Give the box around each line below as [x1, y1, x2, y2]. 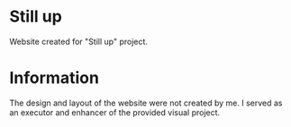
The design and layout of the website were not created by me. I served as [9, 97, 283, 108]
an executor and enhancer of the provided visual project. [9, 106, 221, 118]
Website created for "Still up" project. [9, 36, 149, 47]
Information [9, 68, 99, 88]
